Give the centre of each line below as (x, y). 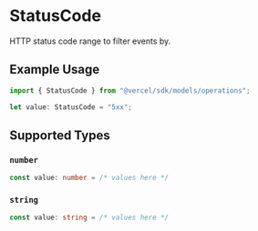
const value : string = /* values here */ (89, 218)
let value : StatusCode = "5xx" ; (71, 107)
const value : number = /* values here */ (89, 178)
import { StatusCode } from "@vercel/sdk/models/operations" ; (130, 90)
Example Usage (55, 70)
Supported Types (60, 135)
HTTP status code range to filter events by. (90, 41)
